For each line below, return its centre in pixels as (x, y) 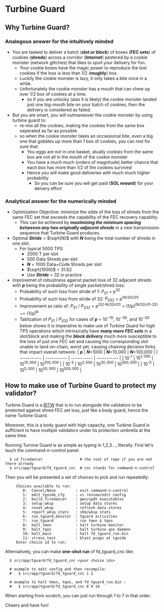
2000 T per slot (43, 254)
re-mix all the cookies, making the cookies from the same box (82, 125)
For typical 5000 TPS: (41, 249)
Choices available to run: (43, 486)
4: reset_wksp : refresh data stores (72, 508)
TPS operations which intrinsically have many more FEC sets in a (86, 331)
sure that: (29, 146)
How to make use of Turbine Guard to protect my (81, 385)
